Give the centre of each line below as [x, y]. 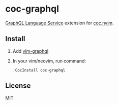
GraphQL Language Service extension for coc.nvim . [60, 23]
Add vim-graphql [31, 51]
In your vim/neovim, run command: [49, 61]
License [18, 86]
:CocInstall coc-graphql [39, 70]
